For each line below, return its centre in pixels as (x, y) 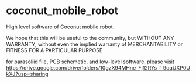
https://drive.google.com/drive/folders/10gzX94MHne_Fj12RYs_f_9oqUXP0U (98, 67)
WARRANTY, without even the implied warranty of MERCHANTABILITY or (94, 44)
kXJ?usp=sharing (27, 74)
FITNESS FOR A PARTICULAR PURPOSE (54, 50)
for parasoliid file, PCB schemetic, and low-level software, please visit (90, 62)
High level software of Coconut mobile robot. (60, 27)
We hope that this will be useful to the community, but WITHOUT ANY (90, 38)
